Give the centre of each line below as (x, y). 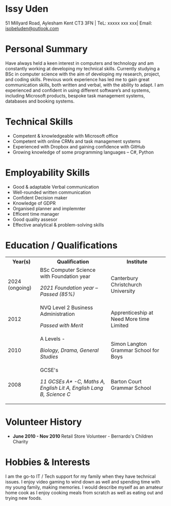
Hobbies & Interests (48, 462)
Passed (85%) (58, 294)
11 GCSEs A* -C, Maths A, (73, 382)
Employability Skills (48, 173)
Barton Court (126, 382)
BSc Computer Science (68, 270)
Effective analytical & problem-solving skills (58, 224)
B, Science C (55, 394)
